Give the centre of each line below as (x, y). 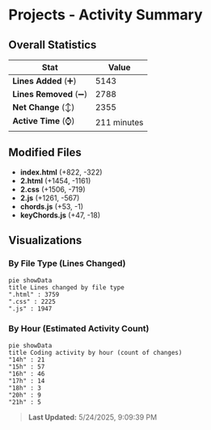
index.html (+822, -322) (61, 172)
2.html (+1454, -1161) (55, 180)
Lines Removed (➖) (50, 94)
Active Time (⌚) (44, 121)
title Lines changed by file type (67, 287)
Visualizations (45, 240)
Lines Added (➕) (44, 81)
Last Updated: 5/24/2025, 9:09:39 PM (93, 417)
